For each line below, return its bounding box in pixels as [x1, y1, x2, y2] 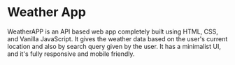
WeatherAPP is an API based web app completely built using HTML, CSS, [7, 27, 219, 36]
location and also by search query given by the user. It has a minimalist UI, [7, 42, 222, 50]
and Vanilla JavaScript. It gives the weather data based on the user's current [7, 34, 228, 43]
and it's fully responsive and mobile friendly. [7, 50, 135, 58]
